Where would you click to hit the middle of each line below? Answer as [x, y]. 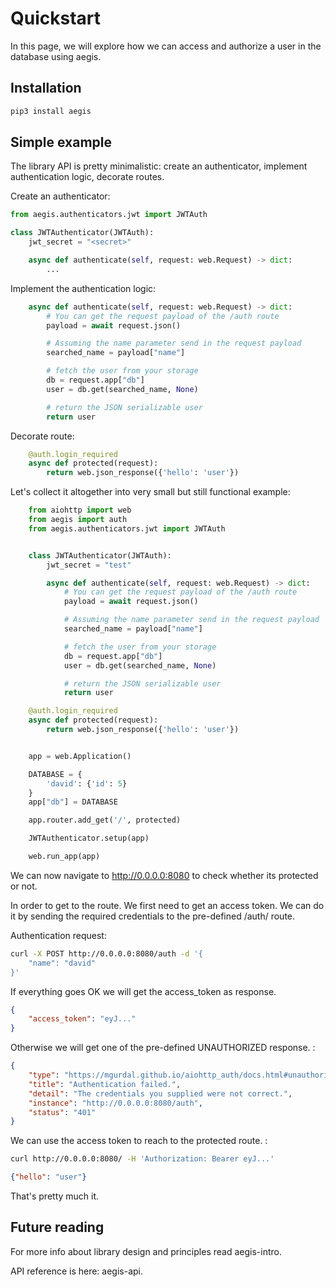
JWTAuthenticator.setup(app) [89, 838]
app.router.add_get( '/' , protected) [105, 820]
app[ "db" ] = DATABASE [73, 802]
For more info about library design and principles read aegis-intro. [146, 1251]
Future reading [57, 1227]
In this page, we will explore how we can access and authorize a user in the [166, 46]
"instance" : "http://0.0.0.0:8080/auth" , [115, 1103]
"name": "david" [62, 963]
